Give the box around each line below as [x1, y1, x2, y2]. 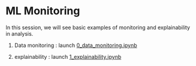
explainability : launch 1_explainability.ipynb [14, 53, 122, 60]
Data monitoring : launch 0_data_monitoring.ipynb [14, 42, 137, 49]
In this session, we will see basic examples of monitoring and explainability [5, 24, 190, 31]
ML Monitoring [5, 4, 80, 18]
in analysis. [5, 30, 34, 37]
